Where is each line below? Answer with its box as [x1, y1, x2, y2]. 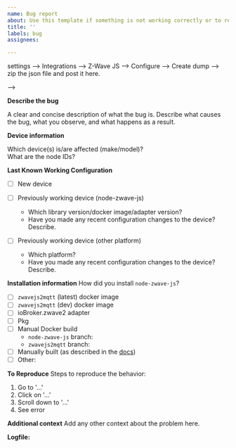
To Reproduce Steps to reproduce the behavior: [7, 369, 146, 378]
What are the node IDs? [7, 153, 76, 161]
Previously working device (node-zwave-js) [17, 194, 144, 203]
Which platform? [27, 250, 76, 259]
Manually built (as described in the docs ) [17, 347, 136, 356]
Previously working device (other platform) [17, 236, 142, 245]
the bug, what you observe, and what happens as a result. [7, 117, 176, 127]
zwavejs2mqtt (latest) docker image [17, 293, 119, 301]
